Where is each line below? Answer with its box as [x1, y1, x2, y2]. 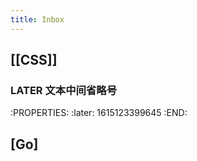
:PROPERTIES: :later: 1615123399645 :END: [10, 107, 188, 119]
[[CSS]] [10, 52, 58, 69]
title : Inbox [10, 14, 65, 25]
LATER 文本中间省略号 [10, 83, 117, 97]
